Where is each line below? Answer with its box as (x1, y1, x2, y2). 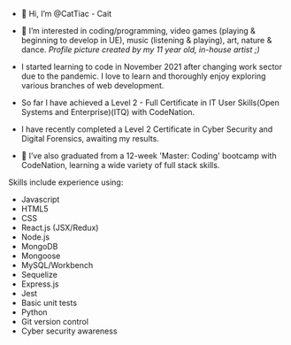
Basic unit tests (20, 297, 77, 308)
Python (20, 307, 48, 318)
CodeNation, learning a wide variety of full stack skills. (20, 160, 220, 170)
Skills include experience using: (8, 177, 124, 188)
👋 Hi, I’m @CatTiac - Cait (20, 9, 112, 19)
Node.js (20, 232, 50, 242)
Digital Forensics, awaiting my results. (20, 134, 160, 143)
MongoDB (20, 241, 58, 251)
